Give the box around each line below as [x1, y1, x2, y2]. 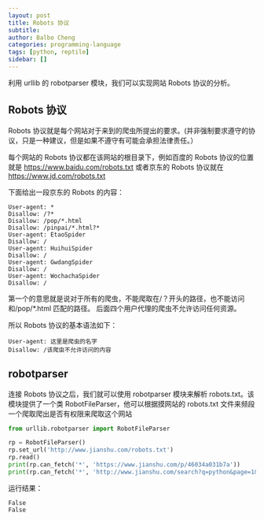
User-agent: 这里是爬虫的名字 [8, 337, 98, 345]
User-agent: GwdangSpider [8, 258, 93, 266]
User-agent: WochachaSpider [8, 272, 101, 280]
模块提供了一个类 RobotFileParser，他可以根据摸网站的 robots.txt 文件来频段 [8, 399, 255, 408]
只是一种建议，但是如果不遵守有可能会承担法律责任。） [21, 136, 198, 145]
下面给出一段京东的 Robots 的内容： [8, 187, 124, 197]
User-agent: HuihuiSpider [8, 244, 93, 252]
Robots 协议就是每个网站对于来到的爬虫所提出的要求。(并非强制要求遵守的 [8, 125, 249, 135]
